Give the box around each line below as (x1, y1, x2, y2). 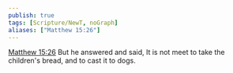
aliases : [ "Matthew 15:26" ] (8, 26, 101, 34)
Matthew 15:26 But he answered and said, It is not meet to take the (8, 48, 225, 57)
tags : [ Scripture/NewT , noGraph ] (8, 19, 118, 27)
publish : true (8, 11, 55, 20)
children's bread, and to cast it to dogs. (8, 56, 136, 65)
